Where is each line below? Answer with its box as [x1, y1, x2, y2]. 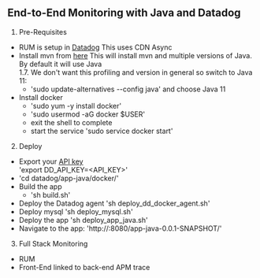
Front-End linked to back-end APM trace [18, 262, 150, 272]
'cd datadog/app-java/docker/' [18, 173, 119, 183]
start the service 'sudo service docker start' [30, 126, 173, 135]
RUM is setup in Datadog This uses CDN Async [18, 43, 173, 52]
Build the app [18, 181, 62, 191]
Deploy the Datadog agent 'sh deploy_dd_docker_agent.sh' [18, 198, 210, 208]
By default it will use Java [18, 59, 102, 69]
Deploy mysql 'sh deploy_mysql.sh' [18, 206, 133, 216]
